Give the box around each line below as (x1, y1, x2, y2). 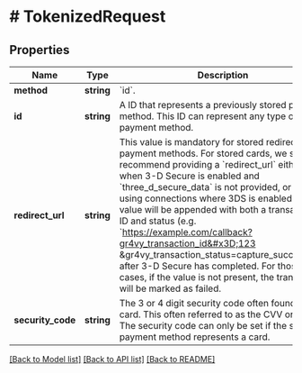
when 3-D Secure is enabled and (119, 169, 261, 182)
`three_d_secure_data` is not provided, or (119, 181, 292, 193)
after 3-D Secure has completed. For (119, 259, 276, 272)
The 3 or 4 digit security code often (119, 297, 270, 309)
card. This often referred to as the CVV (119, 308, 283, 321)
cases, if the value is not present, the (119, 271, 275, 283)
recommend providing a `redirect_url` (119, 159, 277, 170)
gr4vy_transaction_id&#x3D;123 (119, 237, 256, 250)
